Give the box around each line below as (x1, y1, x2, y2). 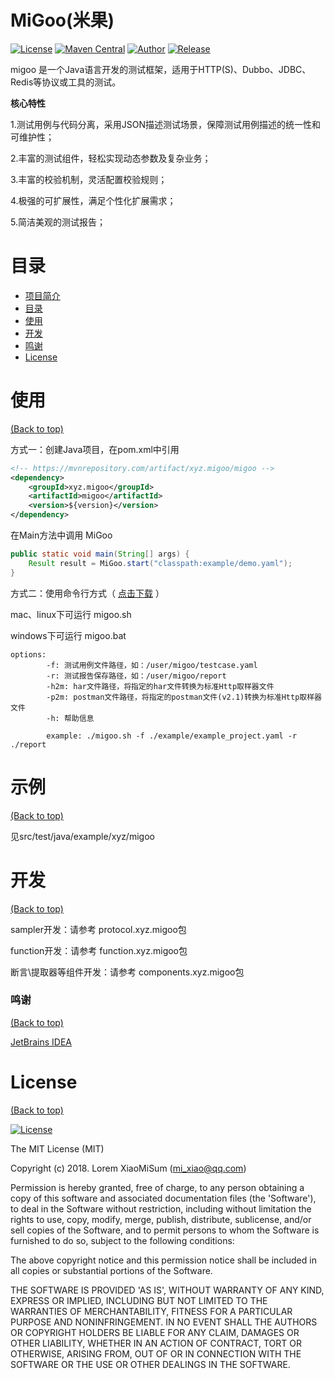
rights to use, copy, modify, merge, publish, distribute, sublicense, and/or (10, 1213, 312, 1225)
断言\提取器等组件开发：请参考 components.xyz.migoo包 (10, 966, 245, 978)
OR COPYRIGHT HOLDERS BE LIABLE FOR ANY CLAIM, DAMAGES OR (10, 1326, 300, 1338)
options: (10, 649, 47, 660)
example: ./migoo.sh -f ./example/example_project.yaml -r (46, 731, 298, 741)
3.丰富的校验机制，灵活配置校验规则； (10, 173, 168, 185)
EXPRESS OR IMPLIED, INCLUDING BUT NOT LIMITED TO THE (10, 1294, 268, 1306)
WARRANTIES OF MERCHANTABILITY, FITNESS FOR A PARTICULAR (10, 1305, 293, 1317)
